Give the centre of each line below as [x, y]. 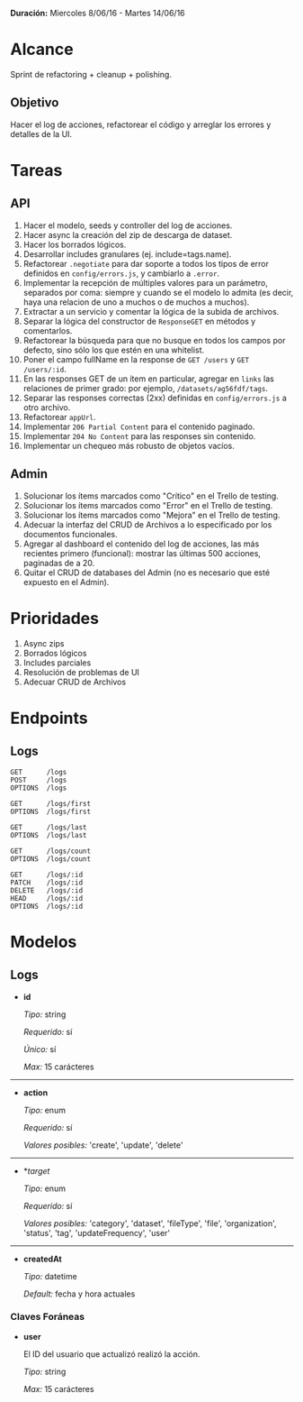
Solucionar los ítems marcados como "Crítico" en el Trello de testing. [151, 496]
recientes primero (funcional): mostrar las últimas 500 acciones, [142, 553]
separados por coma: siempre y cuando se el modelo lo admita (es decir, [158, 292]
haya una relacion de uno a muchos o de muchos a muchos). [136, 302]
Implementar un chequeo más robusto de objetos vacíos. [129, 445]
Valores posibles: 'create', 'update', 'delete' [103, 1145]
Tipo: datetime [50, 1276]
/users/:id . [45, 369]
